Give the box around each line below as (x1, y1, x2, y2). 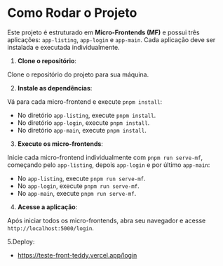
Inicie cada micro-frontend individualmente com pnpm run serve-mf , (7, 153, 203, 161)
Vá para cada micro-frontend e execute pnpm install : (7, 97, 163, 106)
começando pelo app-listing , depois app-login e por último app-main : (7, 160, 210, 169)
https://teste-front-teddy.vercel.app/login (17, 251, 137, 259)
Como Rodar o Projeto (7, 5, 137, 21)
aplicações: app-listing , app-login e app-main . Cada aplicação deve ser (7, 35, 216, 44)
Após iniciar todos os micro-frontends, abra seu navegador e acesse (7, 216, 206, 225)
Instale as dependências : (17, 84, 93, 92)
